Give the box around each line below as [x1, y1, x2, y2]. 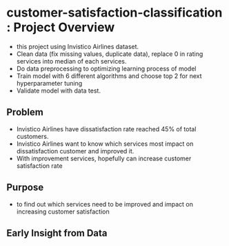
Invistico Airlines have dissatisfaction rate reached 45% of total [16, 124, 197, 133]
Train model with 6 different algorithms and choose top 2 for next [16, 71, 202, 80]
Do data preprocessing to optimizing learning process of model [16, 64, 197, 73]
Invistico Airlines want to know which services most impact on [16, 140, 194, 148]
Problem [6, 106, 44, 118]
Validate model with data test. [16, 86, 101, 95]
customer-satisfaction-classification [6, 5, 223, 21]
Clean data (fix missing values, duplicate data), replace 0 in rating [16, 50, 203, 58]
